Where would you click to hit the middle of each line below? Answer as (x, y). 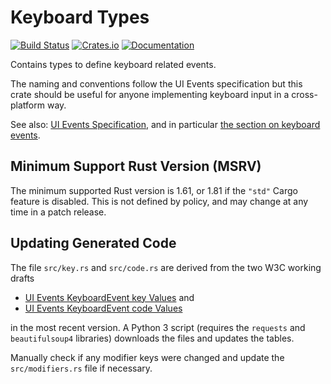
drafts (22, 278)
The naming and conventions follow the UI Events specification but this (156, 83)
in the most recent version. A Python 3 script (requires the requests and (158, 327)
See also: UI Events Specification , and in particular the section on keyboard (165, 124)
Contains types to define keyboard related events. (113, 64)
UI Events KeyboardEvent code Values (103, 308)
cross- (304, 94)
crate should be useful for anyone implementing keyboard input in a (150, 94)
